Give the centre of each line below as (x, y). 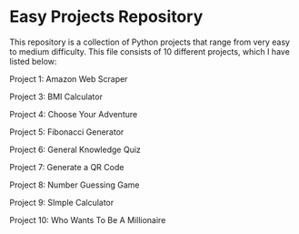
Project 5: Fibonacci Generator (67, 132)
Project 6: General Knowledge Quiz (75, 149)
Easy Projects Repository (106, 17)
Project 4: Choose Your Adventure (74, 114)
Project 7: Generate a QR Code (67, 167)
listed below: (33, 61)
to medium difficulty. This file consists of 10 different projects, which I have (150, 51)
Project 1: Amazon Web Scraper (69, 78)
